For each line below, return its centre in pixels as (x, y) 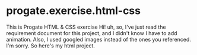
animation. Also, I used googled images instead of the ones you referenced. (99, 39)
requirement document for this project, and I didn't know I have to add (92, 33)
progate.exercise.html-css (74, 11)
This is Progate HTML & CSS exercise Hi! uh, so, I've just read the (86, 27)
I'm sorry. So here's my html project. (50, 46)
